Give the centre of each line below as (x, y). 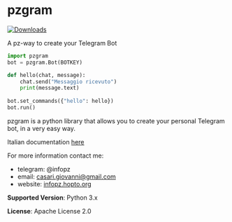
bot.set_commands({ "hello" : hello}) (60, 101)
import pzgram (28, 56)
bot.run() (22, 108)
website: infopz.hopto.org (55, 183)
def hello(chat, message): (46, 75)
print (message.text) (50, 88)
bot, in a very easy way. (41, 128)
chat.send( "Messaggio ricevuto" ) (68, 82)
